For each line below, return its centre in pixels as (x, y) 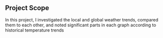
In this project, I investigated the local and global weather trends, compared (82, 19)
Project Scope (27, 8)
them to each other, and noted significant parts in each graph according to (81, 25)
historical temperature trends (34, 30)
